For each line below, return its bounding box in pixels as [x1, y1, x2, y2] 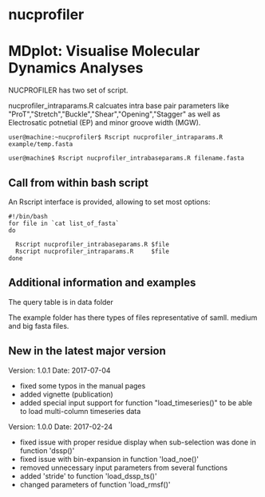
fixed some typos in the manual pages [19, 381, 146, 390]
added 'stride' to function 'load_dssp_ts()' [19, 471, 157, 480]
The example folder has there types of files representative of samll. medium [8, 313, 258, 322]
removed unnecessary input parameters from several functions [19, 463, 228, 472]
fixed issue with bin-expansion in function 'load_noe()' [19, 454, 200, 463]
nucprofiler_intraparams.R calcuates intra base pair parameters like [8, 101, 230, 111]
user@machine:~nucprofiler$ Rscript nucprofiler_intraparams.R [8, 133, 223, 141]
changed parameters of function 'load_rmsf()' [19, 479, 171, 489]
